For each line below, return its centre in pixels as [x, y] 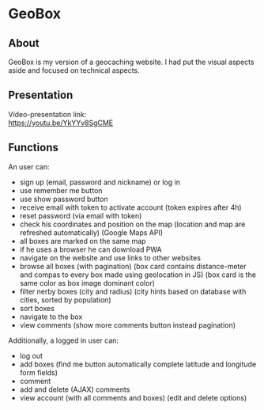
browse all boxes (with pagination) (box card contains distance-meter [133, 266]
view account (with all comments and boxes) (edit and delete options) [133, 397]
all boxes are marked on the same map [83, 241]
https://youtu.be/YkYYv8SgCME [61, 123]
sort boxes [37, 308]
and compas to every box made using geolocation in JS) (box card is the [138, 275]
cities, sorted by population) [65, 300]
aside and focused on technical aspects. [74, 70]
